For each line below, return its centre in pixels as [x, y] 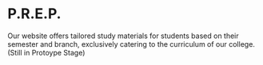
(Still [15, 52]
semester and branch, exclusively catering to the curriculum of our [117, 44]
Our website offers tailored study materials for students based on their [123, 36]
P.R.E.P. [34, 14]
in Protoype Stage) [54, 52]
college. [241, 44]
